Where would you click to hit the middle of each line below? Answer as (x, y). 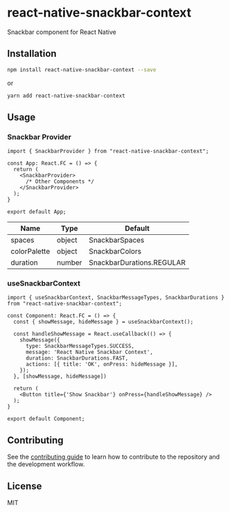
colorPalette (30, 251)
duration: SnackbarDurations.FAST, (77, 358)
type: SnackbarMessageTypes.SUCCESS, (80, 346)
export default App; (37, 212)
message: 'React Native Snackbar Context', (89, 352)
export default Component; (46, 419)
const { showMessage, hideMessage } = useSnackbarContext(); (104, 322)
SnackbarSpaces (117, 240)
